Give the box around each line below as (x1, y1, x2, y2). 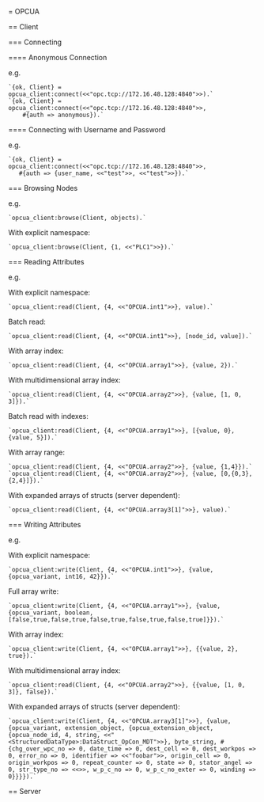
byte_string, (174, 738, 217, 746)
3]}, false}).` (8, 688, 58, 696)
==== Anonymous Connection (8, 53, 107, 62)
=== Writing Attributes (8, 520, 81, 529)
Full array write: (8, 587, 59, 596)
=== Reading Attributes (8, 257, 85, 266)
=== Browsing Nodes (8, 184, 78, 192)
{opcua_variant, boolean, (8, 609, 93, 617)
